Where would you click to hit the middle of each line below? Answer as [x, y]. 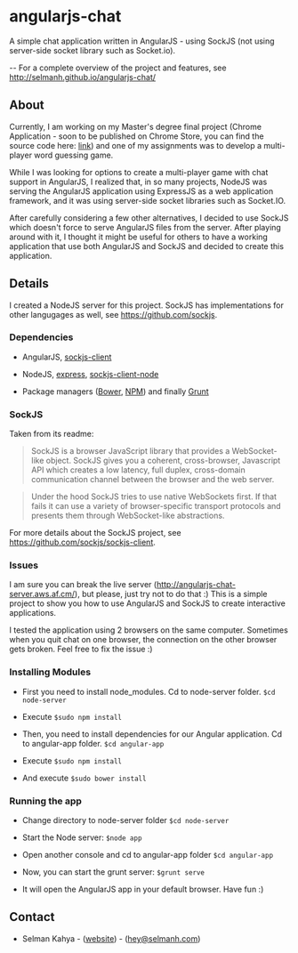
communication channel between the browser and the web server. [153, 480]
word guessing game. [74, 155]
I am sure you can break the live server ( [83, 585]
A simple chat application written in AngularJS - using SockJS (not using [142, 41]
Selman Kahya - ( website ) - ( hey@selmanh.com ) [111, 938]
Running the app [46, 801]
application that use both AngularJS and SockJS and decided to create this [147, 246]
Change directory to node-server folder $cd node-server [125, 820]
